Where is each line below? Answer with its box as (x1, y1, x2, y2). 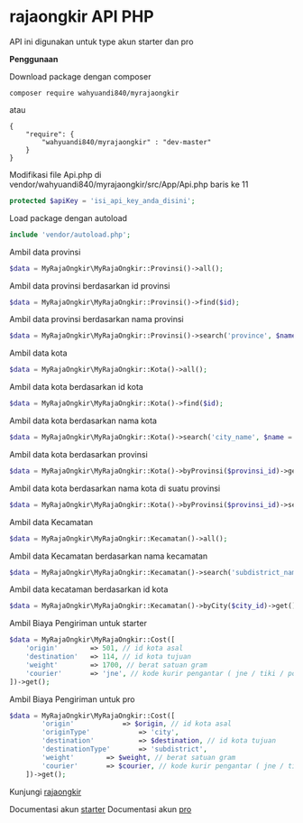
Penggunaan (9, 53, 59, 64)
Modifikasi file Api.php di (9, 169, 102, 180)
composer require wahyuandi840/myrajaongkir (9, 88, 179, 97)
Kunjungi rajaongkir (9, 786, 82, 797)
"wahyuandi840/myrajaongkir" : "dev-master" (41, 137, 212, 146)
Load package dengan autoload (9, 212, 128, 223)
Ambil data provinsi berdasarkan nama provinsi (9, 314, 185, 325)
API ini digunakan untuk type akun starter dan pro (9, 36, 194, 47)
